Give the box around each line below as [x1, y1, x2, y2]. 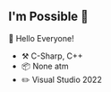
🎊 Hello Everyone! [8, 32, 74, 43]
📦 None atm [21, 60, 69, 71]
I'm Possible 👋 [8, 9, 89, 24]
